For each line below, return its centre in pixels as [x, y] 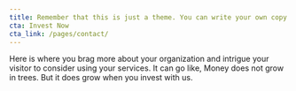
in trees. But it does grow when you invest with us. [101, 78]
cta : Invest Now [39, 26]
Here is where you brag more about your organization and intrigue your [139, 59]
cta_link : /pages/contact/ [59, 34]
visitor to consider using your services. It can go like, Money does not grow [147, 68]
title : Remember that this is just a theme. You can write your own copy [148, 17]
